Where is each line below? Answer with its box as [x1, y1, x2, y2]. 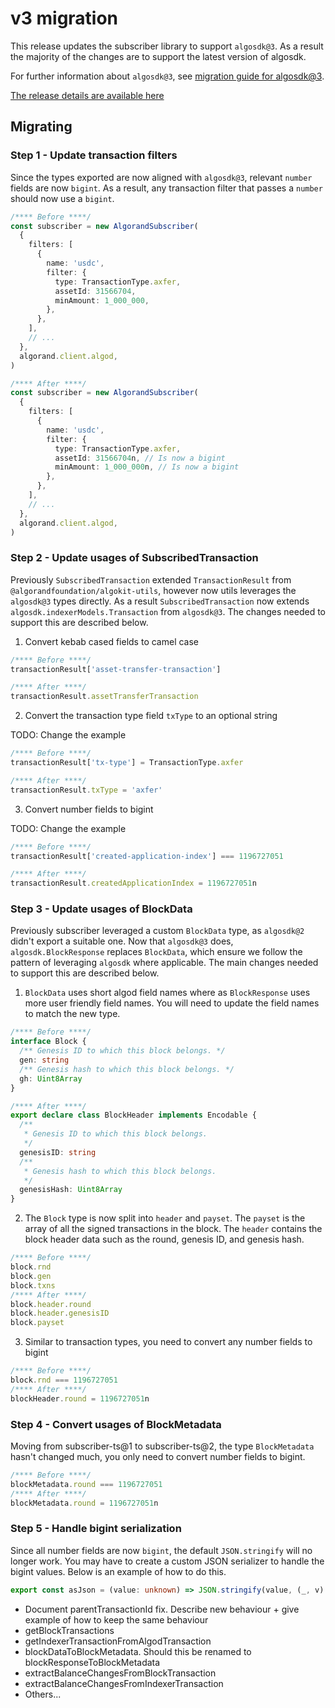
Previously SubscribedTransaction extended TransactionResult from [10, 573, 292, 586]
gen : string [19, 1055, 70, 1066]
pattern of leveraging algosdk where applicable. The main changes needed [10, 957, 319, 969]
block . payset [10, 1318, 65, 1328]
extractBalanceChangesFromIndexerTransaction [24, 1677, 224, 1689]
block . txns [10, 1280, 56, 1291]
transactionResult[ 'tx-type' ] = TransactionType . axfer [10, 758, 244, 768]
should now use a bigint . [10, 192, 115, 204]
